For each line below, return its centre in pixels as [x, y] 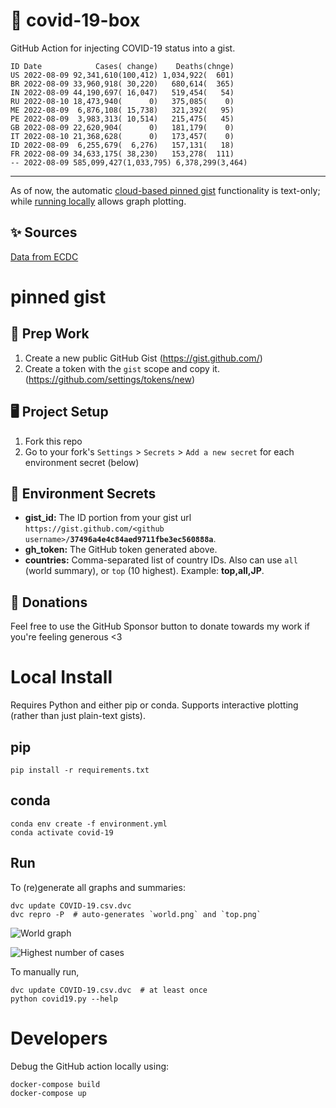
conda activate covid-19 [62, 832]
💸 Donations [49, 602]
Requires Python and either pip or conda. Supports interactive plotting [154, 705]
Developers [59, 1038]
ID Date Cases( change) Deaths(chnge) [122, 66]
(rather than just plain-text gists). [78, 716]
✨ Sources [44, 232]
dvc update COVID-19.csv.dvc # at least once [109, 990]
